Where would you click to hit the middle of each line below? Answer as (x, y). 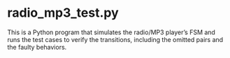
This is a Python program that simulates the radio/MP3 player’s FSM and (111, 32)
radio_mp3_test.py (63, 13)
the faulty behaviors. (37, 47)
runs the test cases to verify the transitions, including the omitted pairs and (115, 39)
